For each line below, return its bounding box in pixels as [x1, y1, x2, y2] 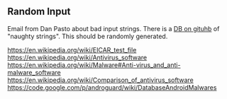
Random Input [7, 6, 71, 18]
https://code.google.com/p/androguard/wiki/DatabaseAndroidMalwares [7, 83, 217, 91]
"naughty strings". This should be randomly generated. [7, 32, 168, 40]
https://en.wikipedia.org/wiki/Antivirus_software [7, 53, 148, 62]
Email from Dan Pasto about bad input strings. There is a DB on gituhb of [7, 24, 220, 33]
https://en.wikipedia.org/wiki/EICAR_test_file [7, 45, 137, 54]
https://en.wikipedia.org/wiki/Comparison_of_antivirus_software [7, 76, 194, 84]
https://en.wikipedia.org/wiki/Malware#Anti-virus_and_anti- [7, 60, 181, 69]
